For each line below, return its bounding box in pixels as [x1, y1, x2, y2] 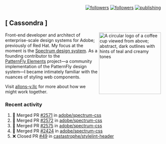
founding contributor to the [5, 53, 60, 59]
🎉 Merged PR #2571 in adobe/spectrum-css [12, 112, 102, 118]
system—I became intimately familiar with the [5, 69, 98, 74]
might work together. [5, 89, 48, 95]
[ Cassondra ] [5, 19, 48, 27]
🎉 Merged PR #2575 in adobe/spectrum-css [12, 123, 102, 129]
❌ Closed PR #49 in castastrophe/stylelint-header [12, 133, 114, 139]
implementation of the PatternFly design [5, 63, 87, 69]
